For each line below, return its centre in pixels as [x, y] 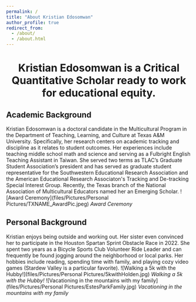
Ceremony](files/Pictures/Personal [67, 198]
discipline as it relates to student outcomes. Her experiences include [89, 147]
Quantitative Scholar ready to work [99, 81]
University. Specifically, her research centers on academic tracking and [93, 141]
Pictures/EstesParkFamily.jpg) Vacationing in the [123, 287]
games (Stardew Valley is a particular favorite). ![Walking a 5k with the [91, 268]
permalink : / [22, 11]
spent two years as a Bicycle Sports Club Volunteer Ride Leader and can [94, 249]
